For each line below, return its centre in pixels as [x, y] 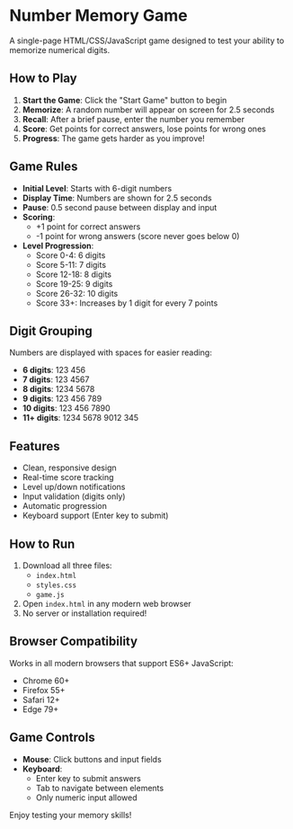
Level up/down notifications [74, 487]
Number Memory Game [99, 16]
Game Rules [44, 167]
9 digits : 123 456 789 [62, 399]
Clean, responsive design [69, 468]
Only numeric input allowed [86, 798]
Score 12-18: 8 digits [74, 274]
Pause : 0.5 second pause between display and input [120, 207]
